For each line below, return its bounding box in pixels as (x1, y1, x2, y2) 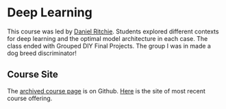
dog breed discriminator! (7, 49, 77, 57)
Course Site (7, 69, 58, 80)
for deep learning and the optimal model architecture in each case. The (7, 34, 208, 42)
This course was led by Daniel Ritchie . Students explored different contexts (7, 27, 219, 35)
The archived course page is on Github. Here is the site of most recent (7, 87, 205, 95)
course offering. (7, 94, 53, 102)
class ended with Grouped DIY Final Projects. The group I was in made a (7, 42, 211, 50)
